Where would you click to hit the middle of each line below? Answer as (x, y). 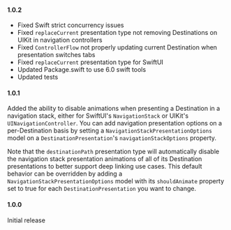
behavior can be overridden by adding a (65, 174)
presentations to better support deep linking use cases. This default (105, 167)
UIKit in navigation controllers (60, 40)
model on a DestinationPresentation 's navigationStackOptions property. (112, 138)
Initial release (26, 220)
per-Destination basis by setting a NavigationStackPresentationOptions (110, 131)
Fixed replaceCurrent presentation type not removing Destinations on (117, 33)
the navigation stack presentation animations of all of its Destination (105, 159)
